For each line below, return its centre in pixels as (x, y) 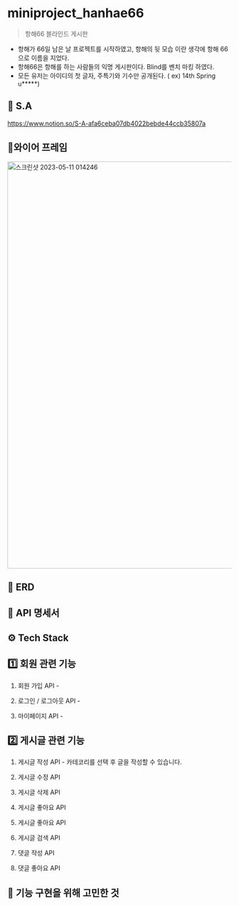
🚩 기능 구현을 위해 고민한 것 (63, 893)
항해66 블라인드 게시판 (56, 34)
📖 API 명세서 (33, 613)
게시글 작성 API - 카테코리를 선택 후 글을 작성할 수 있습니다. (100, 762)
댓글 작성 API (36, 853)
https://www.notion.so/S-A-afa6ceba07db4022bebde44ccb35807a (107, 123)
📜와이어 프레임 (37, 148)
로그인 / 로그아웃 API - (49, 701)
